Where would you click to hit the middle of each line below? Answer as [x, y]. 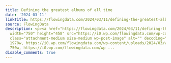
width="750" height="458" [37, 34]
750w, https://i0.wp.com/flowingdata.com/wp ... [62, 48]
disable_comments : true [31, 52]
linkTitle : [17, 19]
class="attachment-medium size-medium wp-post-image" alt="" [76, 39]
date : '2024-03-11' [26, 15]
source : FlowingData [27, 24]
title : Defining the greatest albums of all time [59, 10]
